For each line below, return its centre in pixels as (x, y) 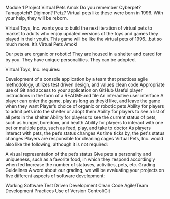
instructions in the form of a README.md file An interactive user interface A (84, 95)
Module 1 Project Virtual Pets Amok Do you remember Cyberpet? (73, 7)
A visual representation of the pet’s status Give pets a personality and (78, 154)
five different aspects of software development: (55, 176)
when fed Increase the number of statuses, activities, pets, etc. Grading (80, 165)
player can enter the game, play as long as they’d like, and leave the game (83, 101)
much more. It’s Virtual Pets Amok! (41, 44)
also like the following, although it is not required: (57, 144)
